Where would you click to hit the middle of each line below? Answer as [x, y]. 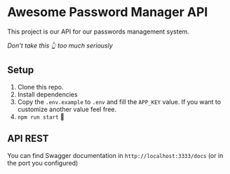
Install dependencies [48, 94]
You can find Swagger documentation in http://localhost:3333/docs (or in [115, 155]
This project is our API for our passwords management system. [98, 31]
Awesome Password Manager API [108, 12]
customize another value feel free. [67, 109]
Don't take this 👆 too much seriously [60, 45]
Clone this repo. [40, 87]
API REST [28, 139]
